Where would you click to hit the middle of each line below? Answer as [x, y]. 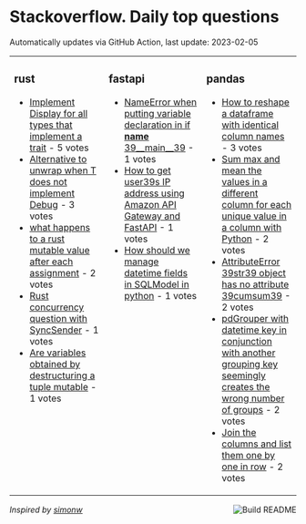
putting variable [158, 113]
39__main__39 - [159, 148]
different [240, 193]
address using [154, 193]
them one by [249, 455]
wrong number [253, 398]
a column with [252, 227]
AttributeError [251, 262]
